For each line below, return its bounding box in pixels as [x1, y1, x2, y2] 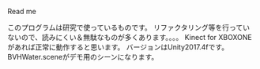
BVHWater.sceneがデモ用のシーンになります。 [7, 53, 159, 61]
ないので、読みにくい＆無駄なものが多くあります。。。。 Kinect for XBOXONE [7, 33, 252, 42]
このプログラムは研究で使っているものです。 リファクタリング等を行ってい [7, 23, 251, 32]
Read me [7, 7, 36, 16]
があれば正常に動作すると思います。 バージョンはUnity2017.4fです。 [7, 42, 229, 52]
